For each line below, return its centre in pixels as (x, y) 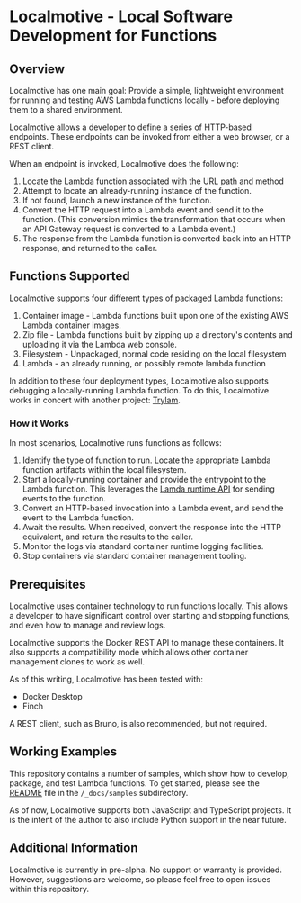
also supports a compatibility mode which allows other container (129, 652)
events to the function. (64, 499)
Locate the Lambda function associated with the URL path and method (153, 181)
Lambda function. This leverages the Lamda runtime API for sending (149, 489)
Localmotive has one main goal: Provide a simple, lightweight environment (147, 90)
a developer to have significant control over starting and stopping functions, (150, 615)
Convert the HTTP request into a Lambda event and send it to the (143, 210)
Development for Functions (113, 36)
